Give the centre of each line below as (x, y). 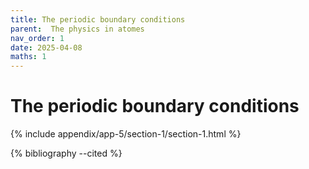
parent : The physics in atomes (77, 29)
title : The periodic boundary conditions (98, 19)
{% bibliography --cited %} (66, 153)
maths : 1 (28, 57)
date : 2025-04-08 (46, 47)
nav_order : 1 (37, 38)
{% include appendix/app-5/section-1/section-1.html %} (126, 134)
